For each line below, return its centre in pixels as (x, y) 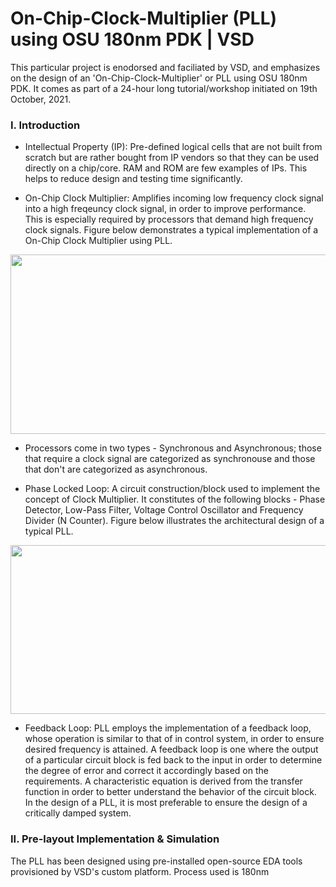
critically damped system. (78, 813)
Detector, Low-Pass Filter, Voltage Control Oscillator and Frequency (164, 510)
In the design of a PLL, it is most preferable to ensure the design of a (166, 803)
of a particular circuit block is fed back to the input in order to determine (173, 760)
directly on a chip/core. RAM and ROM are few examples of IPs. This (166, 168)
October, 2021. (41, 99)
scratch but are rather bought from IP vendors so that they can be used (172, 158)
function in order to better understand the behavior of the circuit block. (170, 792)
